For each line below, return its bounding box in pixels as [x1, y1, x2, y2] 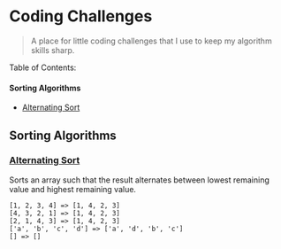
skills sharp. [30, 44, 75, 55]
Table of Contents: [9, 62, 77, 73]
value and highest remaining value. [9, 183, 137, 194]
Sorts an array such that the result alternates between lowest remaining [9, 175, 270, 185]
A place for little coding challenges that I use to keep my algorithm [30, 35, 272, 46]
